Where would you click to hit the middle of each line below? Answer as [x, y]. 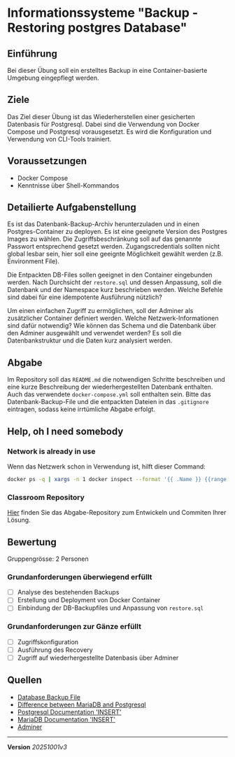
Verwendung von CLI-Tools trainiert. [59, 139]
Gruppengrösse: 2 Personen [48, 559]
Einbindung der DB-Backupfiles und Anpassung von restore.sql [111, 608]
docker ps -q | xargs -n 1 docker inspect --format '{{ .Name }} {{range [117, 479]
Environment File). [33, 261]
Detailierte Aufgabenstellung [72, 208]
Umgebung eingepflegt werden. [53, 78]
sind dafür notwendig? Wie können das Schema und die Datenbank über [112, 326]
